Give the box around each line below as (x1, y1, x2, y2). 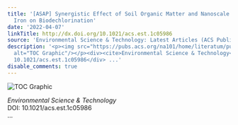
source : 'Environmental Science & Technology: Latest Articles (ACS (7, 37, 214, 44)
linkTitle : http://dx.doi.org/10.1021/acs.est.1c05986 (7, 30, 173, 37)
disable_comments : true (7, 63, 78, 70)
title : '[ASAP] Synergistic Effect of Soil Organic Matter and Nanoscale (7, 10, 230, 18)
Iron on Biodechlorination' (13, 17, 97, 24)
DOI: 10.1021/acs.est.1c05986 (7, 103, 92, 112)
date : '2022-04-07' (7, 23, 65, 30)
